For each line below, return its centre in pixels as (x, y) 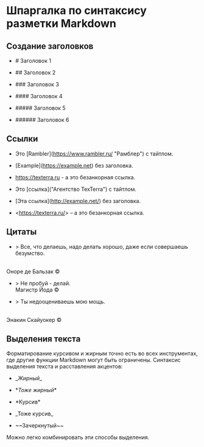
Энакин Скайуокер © (34, 320)
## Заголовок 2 (35, 73)
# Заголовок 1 (33, 61)
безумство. (30, 253)
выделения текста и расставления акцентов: (65, 367)
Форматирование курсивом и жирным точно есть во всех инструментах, (102, 354)
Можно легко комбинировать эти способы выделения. (78, 437)
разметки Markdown (62, 23)
